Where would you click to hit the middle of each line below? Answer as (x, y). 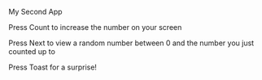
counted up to (32, 51)
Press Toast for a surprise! (53, 67)
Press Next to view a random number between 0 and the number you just (131, 43)
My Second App (35, 12)
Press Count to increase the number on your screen (95, 27)
